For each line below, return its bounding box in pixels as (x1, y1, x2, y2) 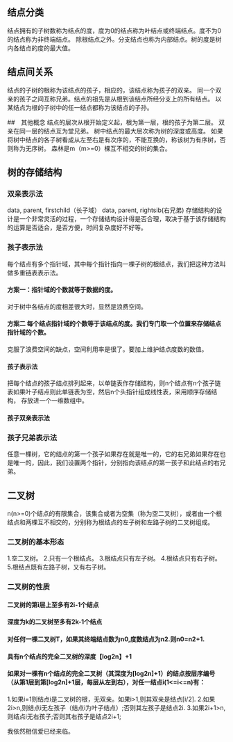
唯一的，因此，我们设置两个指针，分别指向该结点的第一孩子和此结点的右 (12, 458, 220, 467)
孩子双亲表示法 (7, 413, 50, 422)
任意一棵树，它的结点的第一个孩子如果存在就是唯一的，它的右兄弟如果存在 (7, 450, 220, 458)
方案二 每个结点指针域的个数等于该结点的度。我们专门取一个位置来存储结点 (7, 319, 222, 328)
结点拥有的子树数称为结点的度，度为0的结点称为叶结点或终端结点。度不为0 (7, 26, 222, 35)
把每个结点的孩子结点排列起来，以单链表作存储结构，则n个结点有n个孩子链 (7, 379, 221, 387)
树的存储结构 (7, 166, 62, 179)
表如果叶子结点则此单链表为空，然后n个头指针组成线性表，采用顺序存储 (7, 388, 212, 396)
